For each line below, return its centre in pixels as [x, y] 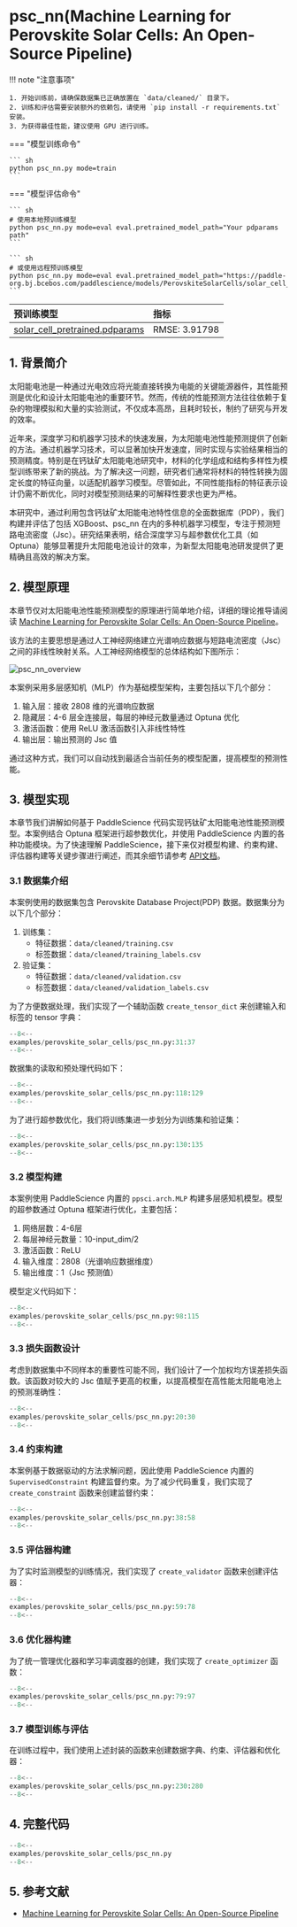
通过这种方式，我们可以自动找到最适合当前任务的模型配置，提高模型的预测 [145, 758]
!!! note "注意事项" [42, 79]
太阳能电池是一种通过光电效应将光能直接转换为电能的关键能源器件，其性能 [145, 386]
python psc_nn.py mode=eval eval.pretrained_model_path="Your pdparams [144, 228]
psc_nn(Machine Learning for [120, 16]
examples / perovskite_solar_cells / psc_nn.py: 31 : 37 [103, 1042]
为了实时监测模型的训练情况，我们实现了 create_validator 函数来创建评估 [144, 1571]
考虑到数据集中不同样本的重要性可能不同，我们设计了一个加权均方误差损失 [145, 1369]
